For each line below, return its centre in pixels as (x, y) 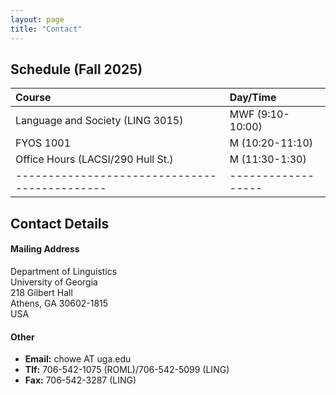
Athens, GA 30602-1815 (59, 303)
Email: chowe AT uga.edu (78, 359)
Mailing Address (45, 249)
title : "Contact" (46, 29)
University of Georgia (54, 282)
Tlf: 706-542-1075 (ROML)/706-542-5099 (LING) (127, 370)
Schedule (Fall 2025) (76, 69)
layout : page (37, 19)
